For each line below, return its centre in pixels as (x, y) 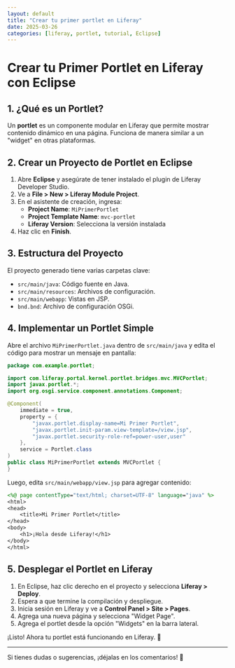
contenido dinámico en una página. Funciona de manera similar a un (106, 133)
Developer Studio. (43, 187)
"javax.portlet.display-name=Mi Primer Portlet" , (106, 423)
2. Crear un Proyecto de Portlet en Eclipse (100, 162)
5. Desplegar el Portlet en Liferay (80, 570)
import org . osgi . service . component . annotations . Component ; (95, 391)
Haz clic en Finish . (44, 231)
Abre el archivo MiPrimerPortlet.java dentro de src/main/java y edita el (111, 345)
